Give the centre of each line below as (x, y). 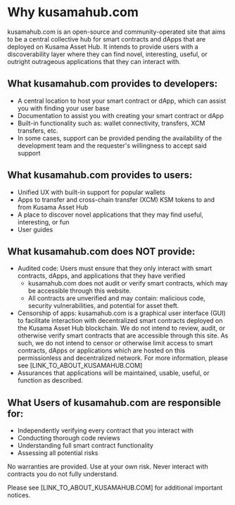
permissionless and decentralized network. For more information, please (123, 358)
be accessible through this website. (80, 291)
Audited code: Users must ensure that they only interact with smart (115, 269)
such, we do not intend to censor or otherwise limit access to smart (115, 343)
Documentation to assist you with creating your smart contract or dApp (120, 115)
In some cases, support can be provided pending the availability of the (120, 138)
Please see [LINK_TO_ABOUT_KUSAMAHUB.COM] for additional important (115, 488)
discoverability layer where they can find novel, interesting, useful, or (107, 54)
